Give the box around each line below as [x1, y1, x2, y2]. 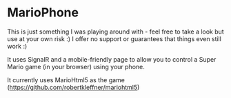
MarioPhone [7, 5, 79, 21]
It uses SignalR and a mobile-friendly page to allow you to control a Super [7, 55, 217, 63]
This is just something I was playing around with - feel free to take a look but [7, 27, 224, 36]
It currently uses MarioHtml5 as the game [7, 75, 125, 84]
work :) [7, 42, 28, 50]
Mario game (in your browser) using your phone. [7, 62, 145, 71]
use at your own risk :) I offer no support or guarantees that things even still [7, 34, 222, 42]
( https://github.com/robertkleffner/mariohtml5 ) [7, 83, 140, 91]
